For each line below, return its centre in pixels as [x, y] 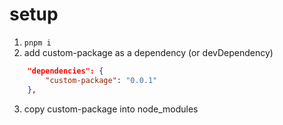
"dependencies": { [65, 71]
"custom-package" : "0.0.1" [101, 80]
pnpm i [37, 43]
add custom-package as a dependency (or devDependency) [148, 52]
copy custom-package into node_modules [111, 109]
